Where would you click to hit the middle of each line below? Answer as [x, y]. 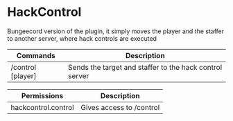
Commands [36, 55]
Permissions [42, 95]
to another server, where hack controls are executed [82, 38]
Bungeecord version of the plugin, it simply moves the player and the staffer [116, 31]
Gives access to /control [120, 107]
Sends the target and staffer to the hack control [145, 67]
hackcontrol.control [42, 107]
